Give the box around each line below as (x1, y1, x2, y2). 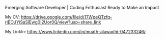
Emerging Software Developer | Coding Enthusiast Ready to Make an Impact (5, 5, 160, 10)
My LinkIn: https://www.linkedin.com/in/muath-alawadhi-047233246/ (5, 29, 146, 34)
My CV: (5, 14, 20, 19)
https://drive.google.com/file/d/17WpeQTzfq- (21, 14, 112, 19)
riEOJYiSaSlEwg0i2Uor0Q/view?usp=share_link (5, 19, 102, 25)
